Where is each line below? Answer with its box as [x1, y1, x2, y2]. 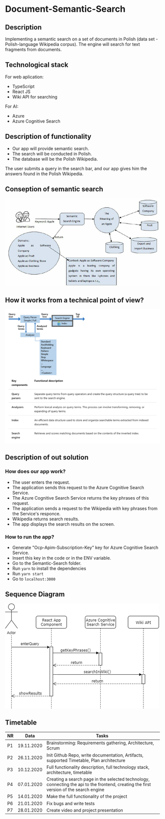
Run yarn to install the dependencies [12, 565, 86, 571]
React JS [12, 89, 31, 94]
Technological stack [5, 61, 69, 69]
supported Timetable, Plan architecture [46, 757, 126, 763]
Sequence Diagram [5, 590, 65, 598]
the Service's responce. [12, 510, 61, 516]
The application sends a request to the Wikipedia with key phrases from [12, 505, 158, 511]
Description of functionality [5, 132, 92, 141]
